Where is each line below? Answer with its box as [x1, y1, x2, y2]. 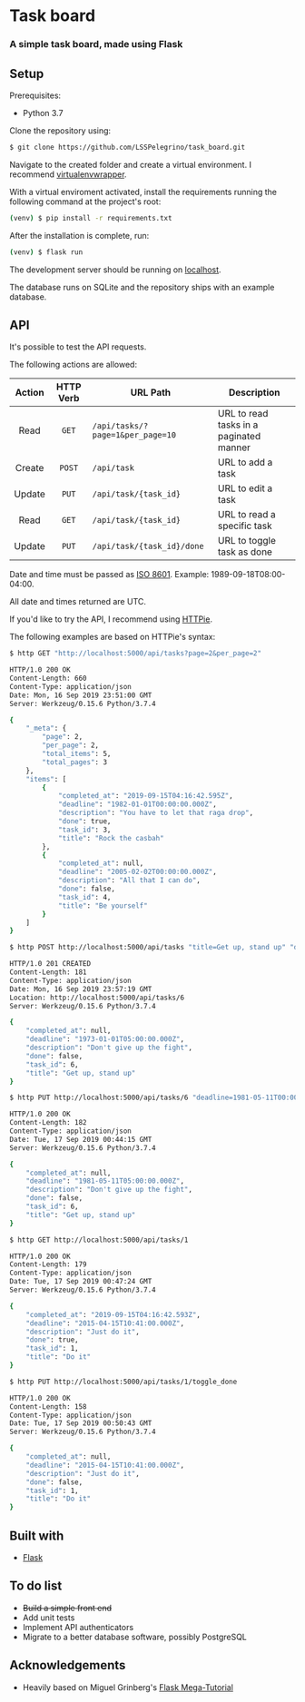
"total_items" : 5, [42, 750, 112, 759]
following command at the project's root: [9, 196, 162, 207]
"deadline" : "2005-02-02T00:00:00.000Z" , [57, 868, 218, 877]
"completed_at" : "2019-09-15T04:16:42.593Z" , [25, 1310, 202, 1319]
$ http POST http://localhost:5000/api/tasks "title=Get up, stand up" [9, 943, 286, 952]
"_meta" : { [25, 723, 67, 733]
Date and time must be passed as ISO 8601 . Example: [9, 569, 210, 580]
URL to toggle [217, 535, 277, 547]
